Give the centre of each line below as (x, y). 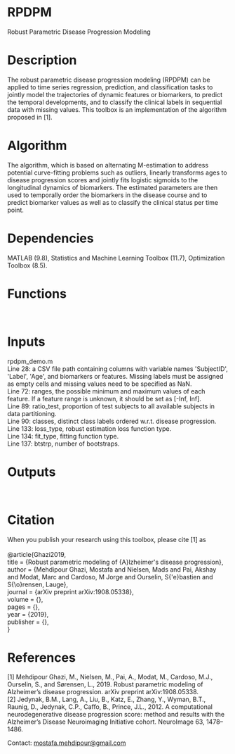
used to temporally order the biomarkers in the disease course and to (107, 195)
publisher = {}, (28, 622)
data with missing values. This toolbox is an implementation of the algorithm (117, 109)
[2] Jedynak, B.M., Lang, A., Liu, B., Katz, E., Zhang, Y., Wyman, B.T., (107, 699)
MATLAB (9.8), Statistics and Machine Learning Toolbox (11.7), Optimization (116, 258)
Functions (37, 294)
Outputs (32, 472)
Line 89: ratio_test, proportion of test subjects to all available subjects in (111, 406)
